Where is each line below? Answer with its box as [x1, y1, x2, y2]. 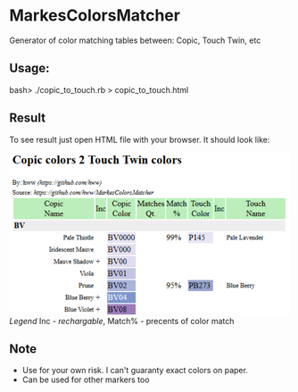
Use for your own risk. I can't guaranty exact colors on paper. [21, 365, 248, 376]
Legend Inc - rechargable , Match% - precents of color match [9, 315, 235, 326]
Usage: [9, 61, 51, 76]
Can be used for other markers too [21, 374, 150, 385]
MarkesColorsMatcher [9, 5, 181, 26]
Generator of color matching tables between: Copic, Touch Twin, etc [9, 35, 261, 46]
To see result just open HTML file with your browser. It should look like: [9, 134, 270, 145]
